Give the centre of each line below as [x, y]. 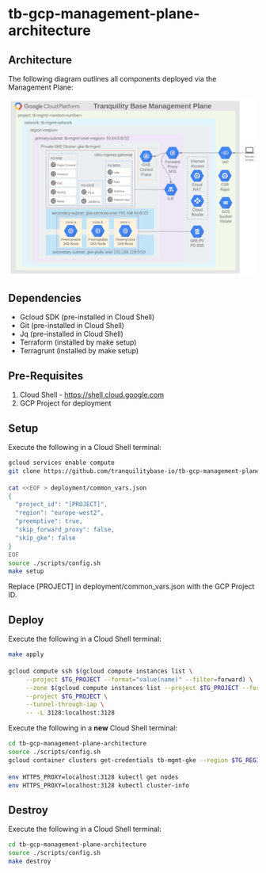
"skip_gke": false [46, 538]
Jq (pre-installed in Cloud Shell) [72, 334]
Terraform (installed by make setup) [78, 342]
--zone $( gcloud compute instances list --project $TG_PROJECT [132, 688]
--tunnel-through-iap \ [65, 705]
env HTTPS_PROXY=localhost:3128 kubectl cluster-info [99, 785]
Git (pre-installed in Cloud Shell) [72, 326]
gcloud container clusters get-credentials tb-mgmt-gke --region [118, 760]
